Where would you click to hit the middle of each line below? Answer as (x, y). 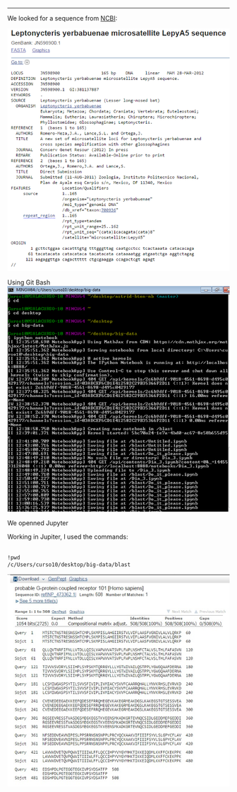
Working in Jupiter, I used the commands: (68, 537)
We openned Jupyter (38, 523)
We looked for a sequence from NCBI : (62, 18)
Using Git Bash (29, 282)
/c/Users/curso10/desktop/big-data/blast (69, 565)
